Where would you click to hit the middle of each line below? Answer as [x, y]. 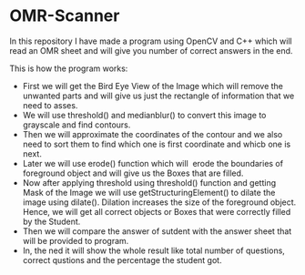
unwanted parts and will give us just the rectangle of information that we [158, 96]
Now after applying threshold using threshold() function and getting [149, 182]
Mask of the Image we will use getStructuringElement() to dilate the [149, 192]
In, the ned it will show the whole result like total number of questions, [153, 250]
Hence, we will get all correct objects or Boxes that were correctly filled [157, 211]
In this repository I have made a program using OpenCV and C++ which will [151, 41]
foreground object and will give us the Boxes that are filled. [133, 173]
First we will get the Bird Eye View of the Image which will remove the [153, 86]
